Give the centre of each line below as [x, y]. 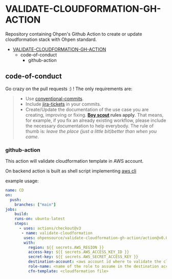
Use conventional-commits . [55, 98]
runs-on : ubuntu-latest [40, 219]
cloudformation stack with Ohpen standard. [51, 39]
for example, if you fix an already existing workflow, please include [96, 120]
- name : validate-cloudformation [57, 233]
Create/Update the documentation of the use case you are [87, 109]
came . [32, 137]
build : [21, 214]
